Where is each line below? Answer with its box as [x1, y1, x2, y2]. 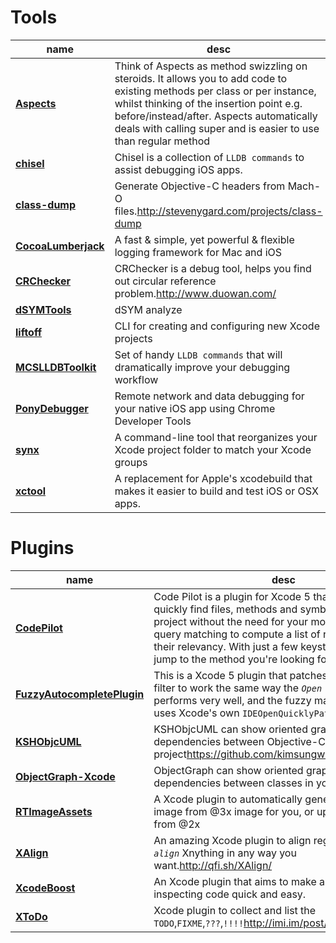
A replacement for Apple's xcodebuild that [114, 471, 313, 485]
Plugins [10, 537, 75, 560]
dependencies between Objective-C [153, 734, 326, 748]
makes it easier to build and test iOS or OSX [114, 484, 319, 498]
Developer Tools [114, 414, 192, 428]
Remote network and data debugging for [114, 389, 305, 403]
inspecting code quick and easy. [153, 887, 307, 901]
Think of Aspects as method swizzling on [114, 59, 308, 73]
